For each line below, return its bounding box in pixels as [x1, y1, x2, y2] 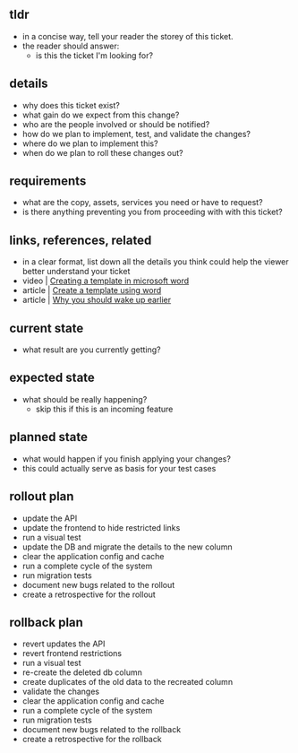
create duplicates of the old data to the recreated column [21, 677, 234, 688]
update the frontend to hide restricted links [21, 522, 181, 532]
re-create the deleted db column [21, 667, 143, 678]
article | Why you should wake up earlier [21, 295, 172, 306]
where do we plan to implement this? [21, 138, 158, 149]
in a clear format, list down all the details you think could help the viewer [21, 256, 289, 267]
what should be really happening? [21, 394, 148, 404]
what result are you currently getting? [21, 344, 161, 355]
